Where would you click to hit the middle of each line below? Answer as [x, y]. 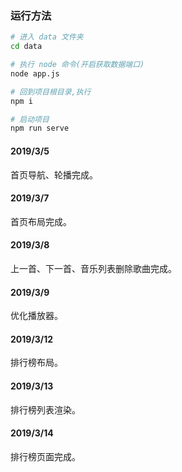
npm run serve [40, 128]
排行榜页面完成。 [45, 456]
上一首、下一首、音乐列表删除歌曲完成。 [93, 268]
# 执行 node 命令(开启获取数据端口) [77, 65]
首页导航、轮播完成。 [54, 174]
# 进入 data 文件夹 [47, 37]
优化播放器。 [36, 316]
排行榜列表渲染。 [45, 409]
